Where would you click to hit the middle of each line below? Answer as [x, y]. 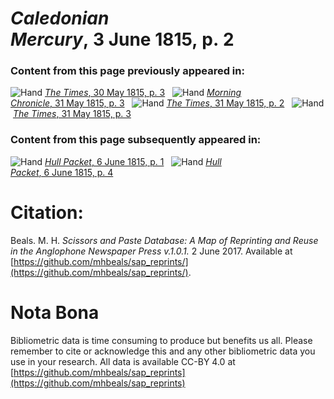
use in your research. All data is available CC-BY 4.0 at [123, 361]
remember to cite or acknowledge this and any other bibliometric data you [163, 351]
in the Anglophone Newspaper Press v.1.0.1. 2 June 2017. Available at [151, 251]
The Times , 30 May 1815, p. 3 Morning [143, 93]
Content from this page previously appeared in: [127, 71]
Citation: [47, 212]
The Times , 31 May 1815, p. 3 [72, 114]
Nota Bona [55, 312]
